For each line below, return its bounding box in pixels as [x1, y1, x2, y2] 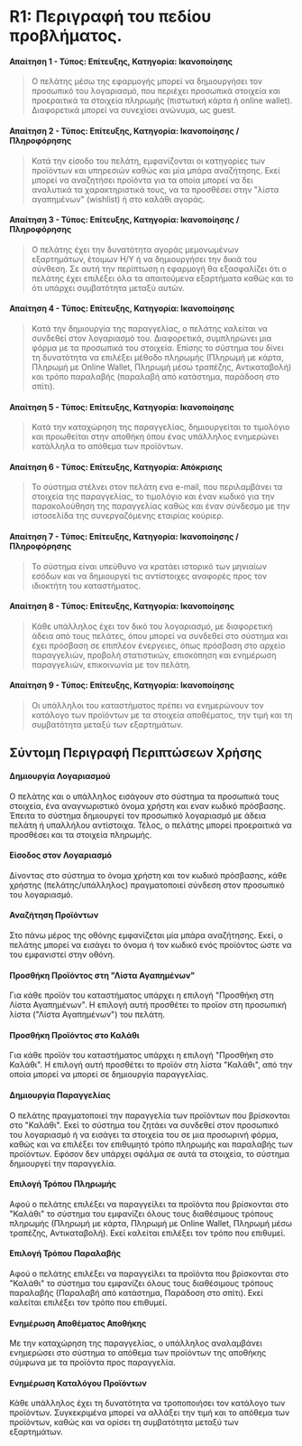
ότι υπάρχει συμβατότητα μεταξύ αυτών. [31, 282, 185, 293]
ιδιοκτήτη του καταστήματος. [31, 580, 142, 591]
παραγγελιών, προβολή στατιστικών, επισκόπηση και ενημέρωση [31, 649, 277, 661]
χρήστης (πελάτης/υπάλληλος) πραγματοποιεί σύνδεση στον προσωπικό [9, 879, 286, 890]
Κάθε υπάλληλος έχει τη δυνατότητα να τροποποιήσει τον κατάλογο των [9, 1398, 286, 1409]
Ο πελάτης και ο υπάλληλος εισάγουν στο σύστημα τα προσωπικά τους [9, 791, 279, 802]
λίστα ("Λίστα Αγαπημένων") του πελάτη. [9, 1009, 165, 1020]
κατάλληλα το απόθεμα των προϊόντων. [31, 441, 183, 452]
